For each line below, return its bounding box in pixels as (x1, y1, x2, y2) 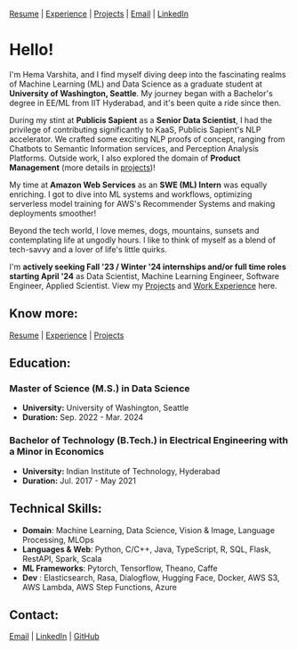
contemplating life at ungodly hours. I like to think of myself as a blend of (9, 234, 276, 245)
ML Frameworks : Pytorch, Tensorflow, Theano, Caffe (21, 563, 218, 573)
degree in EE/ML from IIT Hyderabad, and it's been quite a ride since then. (9, 97, 282, 108)
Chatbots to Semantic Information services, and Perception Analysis (9, 143, 260, 153)
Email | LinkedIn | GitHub (9, 631, 100, 642)
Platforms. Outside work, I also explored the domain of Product (9, 152, 241, 163)
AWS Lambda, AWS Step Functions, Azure (21, 581, 178, 592)
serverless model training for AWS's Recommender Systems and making (9, 198, 276, 209)
